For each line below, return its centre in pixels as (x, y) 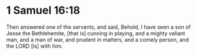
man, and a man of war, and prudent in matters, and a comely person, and (98, 39)
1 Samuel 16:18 (43, 10)
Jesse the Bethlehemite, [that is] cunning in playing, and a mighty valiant (96, 33)
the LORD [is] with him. (34, 46)
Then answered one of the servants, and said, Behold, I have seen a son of (99, 27)
